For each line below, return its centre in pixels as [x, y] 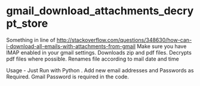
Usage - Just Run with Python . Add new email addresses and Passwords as [100, 70]
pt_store [27, 23]
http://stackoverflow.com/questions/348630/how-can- [124, 40]
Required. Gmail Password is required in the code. [68, 77]
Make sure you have [162, 46]
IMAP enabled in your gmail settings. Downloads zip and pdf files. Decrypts [99, 52]
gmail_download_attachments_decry [100, 11]
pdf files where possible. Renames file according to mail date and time [93, 59]
